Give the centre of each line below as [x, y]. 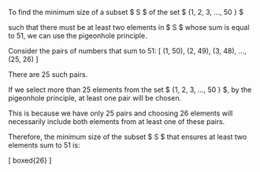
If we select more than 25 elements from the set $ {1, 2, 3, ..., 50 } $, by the [130, 90]
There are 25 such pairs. [48, 74]
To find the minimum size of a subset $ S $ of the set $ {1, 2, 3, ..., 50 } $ [126, 12]
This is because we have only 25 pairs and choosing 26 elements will [121, 113]
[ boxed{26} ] [30, 160]
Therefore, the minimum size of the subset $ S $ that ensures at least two [128, 137]
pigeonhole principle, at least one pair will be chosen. [95, 98]
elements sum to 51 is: [44, 145]
